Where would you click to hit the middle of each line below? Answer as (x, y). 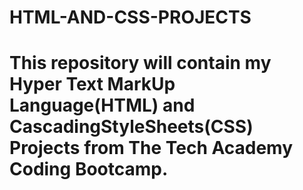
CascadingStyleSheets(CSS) (131, 127)
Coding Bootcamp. (89, 169)
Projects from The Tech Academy (151, 148)
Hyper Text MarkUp (92, 84)
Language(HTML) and (102, 105)
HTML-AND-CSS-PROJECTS (130, 17)
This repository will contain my (140, 63)
